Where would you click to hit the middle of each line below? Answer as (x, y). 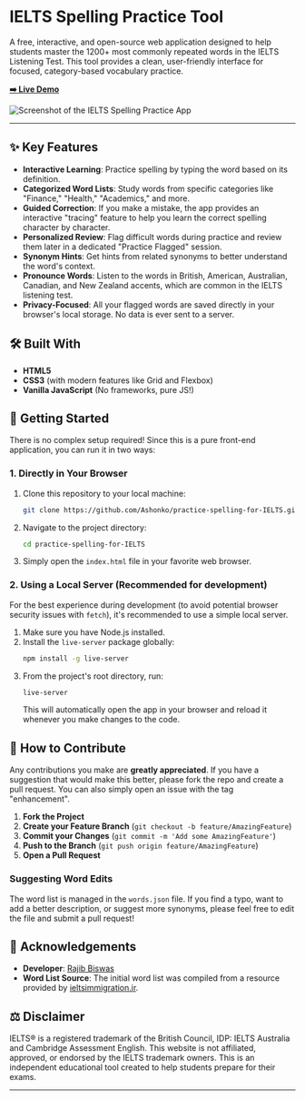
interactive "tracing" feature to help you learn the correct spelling (145, 217)
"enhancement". (40, 799)
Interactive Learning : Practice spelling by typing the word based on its (155, 169)
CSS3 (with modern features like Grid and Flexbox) (118, 380)
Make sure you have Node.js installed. (93, 632)
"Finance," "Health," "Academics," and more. (106, 198)
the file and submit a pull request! (72, 918)
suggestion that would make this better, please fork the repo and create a (147, 780)
